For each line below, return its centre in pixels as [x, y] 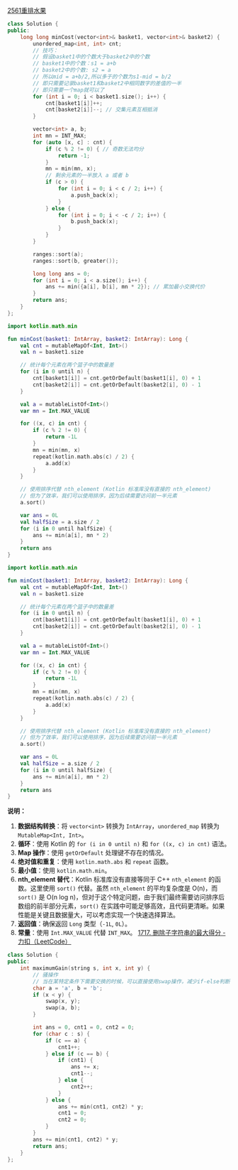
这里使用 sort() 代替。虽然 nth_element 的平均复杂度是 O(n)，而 [124, 888]
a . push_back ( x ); [95, 195]
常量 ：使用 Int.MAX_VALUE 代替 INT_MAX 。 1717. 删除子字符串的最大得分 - [121, 933]
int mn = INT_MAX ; [60, 136]
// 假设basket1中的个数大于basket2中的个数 [91, 57]
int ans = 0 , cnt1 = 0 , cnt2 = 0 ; [84, 1027]
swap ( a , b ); [63, 1008]
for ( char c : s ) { [62, 1034]
